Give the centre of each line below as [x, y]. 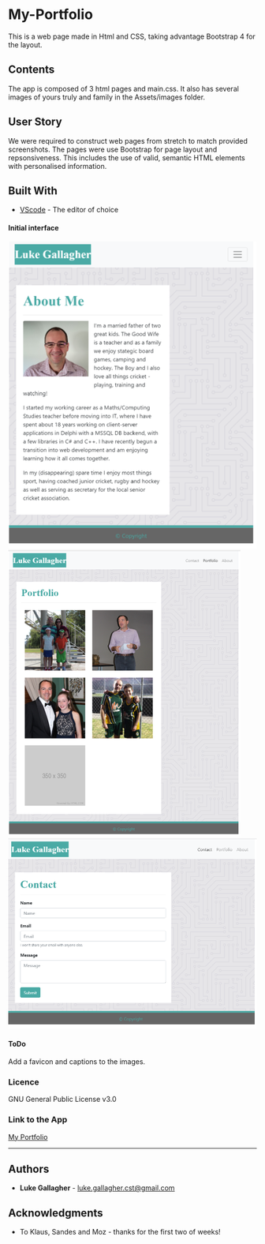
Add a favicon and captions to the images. [77, 1061]
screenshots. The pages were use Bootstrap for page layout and [113, 149]
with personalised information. [58, 166]
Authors [29, 1169]
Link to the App [38, 1120]
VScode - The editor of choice [69, 210]
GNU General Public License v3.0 [62, 1100]
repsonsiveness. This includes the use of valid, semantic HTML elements [127, 157]
